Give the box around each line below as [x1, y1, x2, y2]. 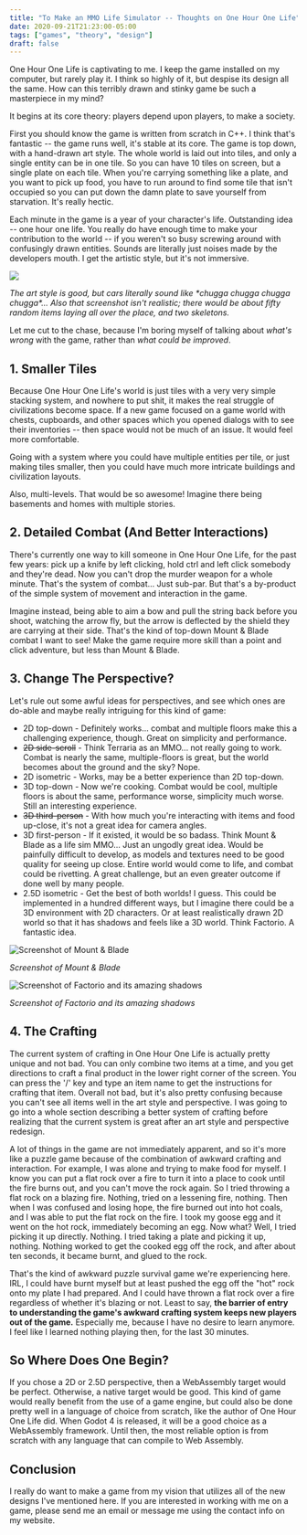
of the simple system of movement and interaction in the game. [9, 588, 248, 598]
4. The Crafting [9, 1024, 98, 1040]
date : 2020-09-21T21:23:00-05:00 [9, 22, 137, 31]
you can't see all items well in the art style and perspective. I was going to [9, 1096, 288, 1107]
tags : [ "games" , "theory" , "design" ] [9, 30, 153, 39]
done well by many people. [22, 878, 125, 889]
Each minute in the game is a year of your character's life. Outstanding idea [9, 214, 293, 225]
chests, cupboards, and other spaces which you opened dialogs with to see [9, 415, 295, 426]
